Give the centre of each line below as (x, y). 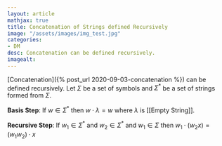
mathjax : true (28, 20)
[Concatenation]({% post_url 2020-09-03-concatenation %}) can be (107, 79)
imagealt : (22, 60)
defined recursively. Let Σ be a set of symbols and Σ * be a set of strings (111, 87)
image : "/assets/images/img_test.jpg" (64, 33)
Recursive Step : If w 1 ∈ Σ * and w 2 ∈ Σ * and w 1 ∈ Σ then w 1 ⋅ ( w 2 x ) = (109, 125)
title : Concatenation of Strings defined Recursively (88, 27)
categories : (25, 40)
